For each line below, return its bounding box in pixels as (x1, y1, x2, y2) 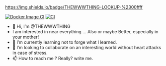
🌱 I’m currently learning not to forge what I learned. (12, 39, 117, 45)
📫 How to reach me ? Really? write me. (12, 56, 93, 61)
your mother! (12, 34, 39, 40)
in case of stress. (12, 50, 48, 56)
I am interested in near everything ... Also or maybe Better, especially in (12, 29, 159, 34)
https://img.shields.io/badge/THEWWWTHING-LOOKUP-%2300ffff (5, 4, 143, 10)
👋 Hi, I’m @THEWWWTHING (12, 23, 71, 29)
